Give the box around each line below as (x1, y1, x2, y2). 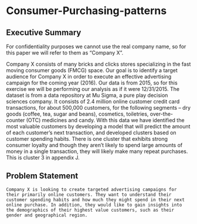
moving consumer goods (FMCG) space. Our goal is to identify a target (6, 67, 178, 74)
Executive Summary (6, 28, 81, 38)
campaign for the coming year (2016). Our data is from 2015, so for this (6, 79, 178, 86)
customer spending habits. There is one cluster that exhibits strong (6, 135, 168, 142)
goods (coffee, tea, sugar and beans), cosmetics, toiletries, (6, 110, 149, 117)
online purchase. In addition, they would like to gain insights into (6, 202, 182, 208)
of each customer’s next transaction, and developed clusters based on (6, 129, 177, 136)
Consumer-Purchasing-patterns (6, 4, 167, 18)
